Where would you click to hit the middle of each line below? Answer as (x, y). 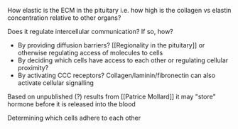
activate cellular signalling (56, 83)
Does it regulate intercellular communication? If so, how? (90, 32)
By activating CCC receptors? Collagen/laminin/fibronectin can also (116, 75)
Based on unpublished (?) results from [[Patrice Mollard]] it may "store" (112, 96)
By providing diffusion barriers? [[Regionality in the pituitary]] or (111, 45)
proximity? (33, 68)
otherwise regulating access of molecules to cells (90, 53)
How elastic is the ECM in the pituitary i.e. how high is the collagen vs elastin (119, 10)
